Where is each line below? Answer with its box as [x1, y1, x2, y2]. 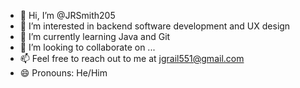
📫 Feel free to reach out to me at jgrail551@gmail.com [19, 53, 245, 64]
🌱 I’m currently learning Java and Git [19, 31, 171, 42]
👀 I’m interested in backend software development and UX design [19, 20, 291, 32]
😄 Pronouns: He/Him [19, 67, 108, 79]
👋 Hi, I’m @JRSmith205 [19, 10, 116, 21]
